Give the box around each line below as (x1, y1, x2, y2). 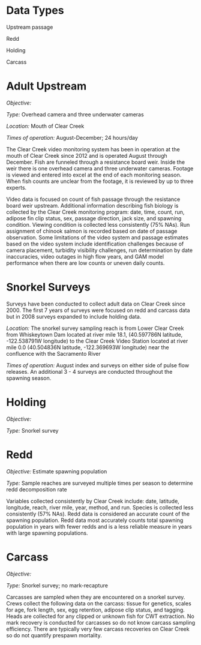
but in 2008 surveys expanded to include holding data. (6, 313, 142, 320)
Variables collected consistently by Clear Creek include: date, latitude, (6, 497, 180, 505)
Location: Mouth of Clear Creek (6, 122, 85, 130)
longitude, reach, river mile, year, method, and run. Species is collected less (6, 503, 194, 511)
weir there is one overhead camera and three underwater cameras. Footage (6, 164, 194, 172)
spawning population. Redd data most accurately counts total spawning (6, 517, 184, 524)
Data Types (6, 4, 64, 17)
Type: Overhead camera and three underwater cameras (6, 110, 144, 118)
